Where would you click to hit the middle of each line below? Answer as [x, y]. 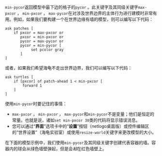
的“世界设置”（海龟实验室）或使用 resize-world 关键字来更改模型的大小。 [84, 132]
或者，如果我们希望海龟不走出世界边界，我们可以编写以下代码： [68, 68]
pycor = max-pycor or [42, 41]
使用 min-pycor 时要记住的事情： [36, 104]
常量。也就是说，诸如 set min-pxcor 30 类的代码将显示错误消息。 [76, 120]
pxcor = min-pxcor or [42, 37]
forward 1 [32, 86]
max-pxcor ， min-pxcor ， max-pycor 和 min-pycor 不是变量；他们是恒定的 [83, 114]
